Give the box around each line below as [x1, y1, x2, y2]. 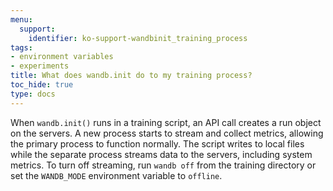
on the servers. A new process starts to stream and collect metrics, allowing [10, 127, 324, 139]
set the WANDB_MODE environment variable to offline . [10, 169, 223, 181]
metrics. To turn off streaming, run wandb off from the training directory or [10, 159, 317, 171]
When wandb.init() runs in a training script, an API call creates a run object [10, 116, 322, 128]
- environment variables [10, 52, 114, 62]
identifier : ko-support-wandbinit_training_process [28, 33, 248, 43]
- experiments [10, 61, 70, 71]
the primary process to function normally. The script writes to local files [10, 137, 305, 150]
